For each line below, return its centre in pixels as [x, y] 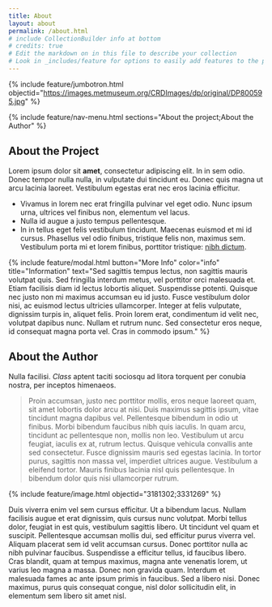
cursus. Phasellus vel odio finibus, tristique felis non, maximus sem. [133, 238]
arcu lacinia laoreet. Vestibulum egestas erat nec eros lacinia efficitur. [124, 188]
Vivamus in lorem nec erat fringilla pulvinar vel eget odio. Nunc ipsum [136, 203]
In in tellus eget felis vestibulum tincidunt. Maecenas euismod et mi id [136, 229]
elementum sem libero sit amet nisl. [68, 596]
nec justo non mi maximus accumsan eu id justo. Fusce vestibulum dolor [130, 297]
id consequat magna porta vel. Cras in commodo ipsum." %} [109, 331]
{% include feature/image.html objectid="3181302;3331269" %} [115, 494]
